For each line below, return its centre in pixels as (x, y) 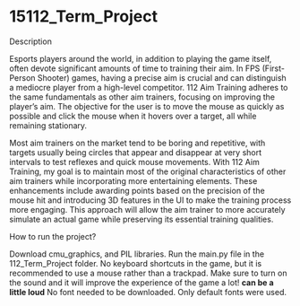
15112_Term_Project (84, 17)
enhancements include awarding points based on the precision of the (137, 190)
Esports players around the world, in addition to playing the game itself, (141, 58)
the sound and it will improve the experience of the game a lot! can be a (142, 282)
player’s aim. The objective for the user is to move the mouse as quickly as (147, 106)
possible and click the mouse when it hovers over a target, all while (133, 116)
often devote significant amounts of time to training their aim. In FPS (135, 68)
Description (30, 41)
